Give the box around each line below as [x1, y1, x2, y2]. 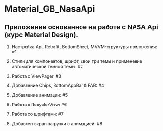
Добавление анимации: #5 [11, 92, 68, 98]
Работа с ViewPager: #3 [11, 73, 62, 79]
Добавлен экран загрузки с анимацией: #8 [11, 121, 103, 126]
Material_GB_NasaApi [4, 3, 95, 15]
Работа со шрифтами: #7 [11, 111, 64, 117]
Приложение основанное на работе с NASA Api [4, 23, 158, 31]
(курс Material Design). [4, 30, 78, 39]
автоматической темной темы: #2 [11, 64, 83, 69]
